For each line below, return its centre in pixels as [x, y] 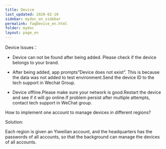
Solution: [14, 122]
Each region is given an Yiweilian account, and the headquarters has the [79, 131]
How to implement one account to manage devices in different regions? [78, 112]
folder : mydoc [20, 28]
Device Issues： [22, 47]
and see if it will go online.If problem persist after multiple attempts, [81, 98]
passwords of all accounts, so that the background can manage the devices [83, 137]
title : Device [20, 10]
